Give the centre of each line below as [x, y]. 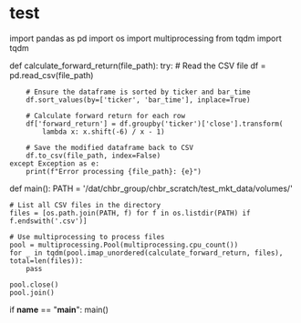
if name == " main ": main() [59, 309]
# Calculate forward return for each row [105, 116]
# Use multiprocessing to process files [88, 237]
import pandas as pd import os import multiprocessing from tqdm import [146, 38]
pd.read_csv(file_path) [52, 75]
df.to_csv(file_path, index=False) [93, 156]
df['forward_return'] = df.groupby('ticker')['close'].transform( [155, 124]
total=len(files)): [47, 261]
